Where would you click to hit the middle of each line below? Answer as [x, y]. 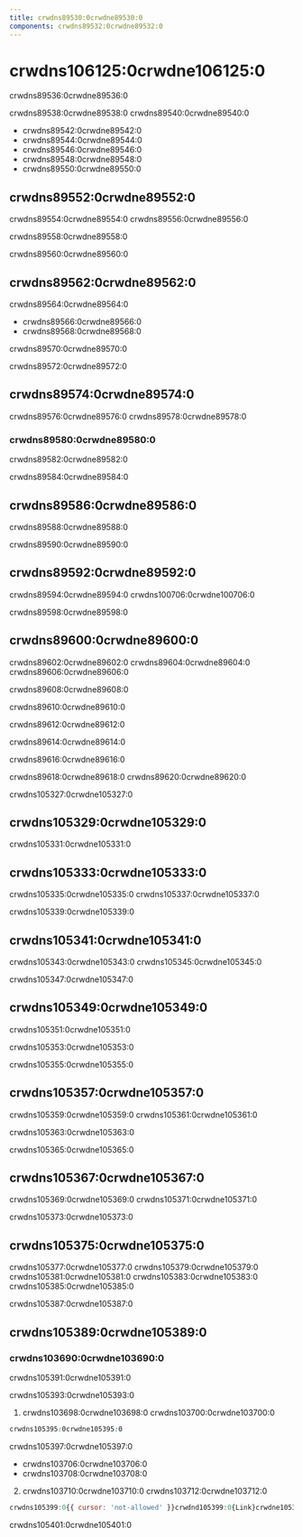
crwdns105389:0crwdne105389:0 [108, 1332]
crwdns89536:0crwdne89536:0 [69, 96]
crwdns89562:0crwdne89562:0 [103, 282]
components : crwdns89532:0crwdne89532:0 [87, 26]
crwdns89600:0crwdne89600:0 [104, 640]
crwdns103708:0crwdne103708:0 [85, 1473]
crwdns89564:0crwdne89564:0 [69, 304]
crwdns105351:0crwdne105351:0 [70, 1029]
